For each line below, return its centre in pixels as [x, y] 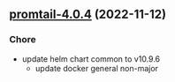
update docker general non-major [97, 68]
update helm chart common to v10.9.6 [91, 59]
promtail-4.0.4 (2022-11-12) [87, 15]
